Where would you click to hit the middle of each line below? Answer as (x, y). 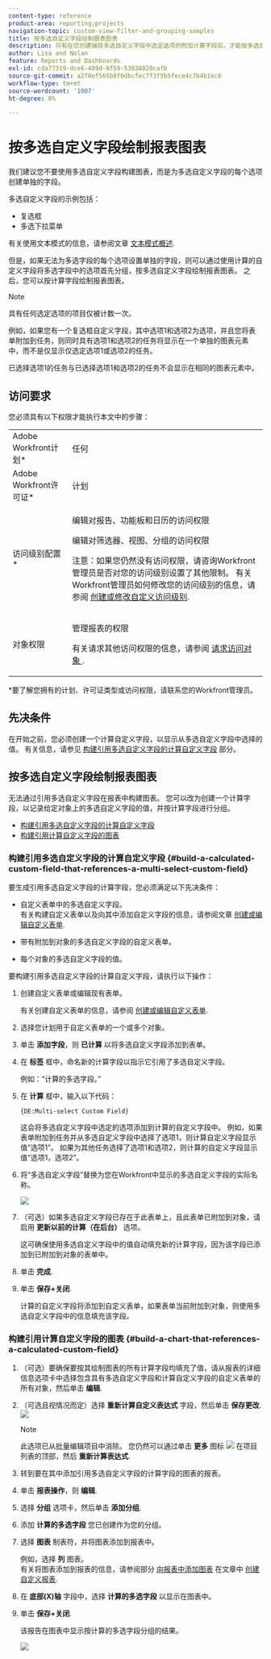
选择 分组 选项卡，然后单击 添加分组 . (81, 1508)
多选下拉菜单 (41, 226)
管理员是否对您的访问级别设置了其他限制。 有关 (162, 573)
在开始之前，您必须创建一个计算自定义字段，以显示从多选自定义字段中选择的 (135, 738)
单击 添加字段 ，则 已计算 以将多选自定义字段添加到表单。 (115, 1044)
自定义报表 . (39, 1579)
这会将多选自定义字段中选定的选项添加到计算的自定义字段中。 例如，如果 (141, 1127)
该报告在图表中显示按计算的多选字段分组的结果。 (101, 1631)
